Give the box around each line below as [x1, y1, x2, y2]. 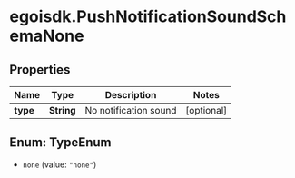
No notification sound [84, 104, 177, 116]
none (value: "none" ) [22, 159, 97, 170]
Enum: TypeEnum [9, 134, 112, 151]
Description [104, 89, 157, 101]
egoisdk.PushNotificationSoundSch [9, 6, 287, 27]
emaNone [9, 25, 84, 46]
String [48, 104, 76, 116]
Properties [9, 62, 71, 77]
